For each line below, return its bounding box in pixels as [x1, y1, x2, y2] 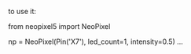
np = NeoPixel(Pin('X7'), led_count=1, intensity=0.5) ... [8, 37, 183, 46]
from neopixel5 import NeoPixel [8, 22, 111, 31]
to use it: [8, 7, 37, 16]
